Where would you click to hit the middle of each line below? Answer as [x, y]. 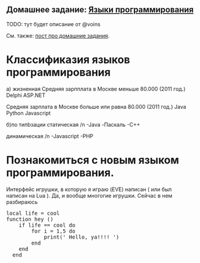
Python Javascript [29, 113]
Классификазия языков [68, 60]
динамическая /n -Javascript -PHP [50, 136]
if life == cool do [47, 225]
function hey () [30, 219]
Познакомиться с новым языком [93, 160]
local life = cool [33, 213]
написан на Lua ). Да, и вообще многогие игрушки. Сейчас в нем [89, 195]
